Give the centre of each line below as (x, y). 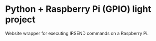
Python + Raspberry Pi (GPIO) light (78, 9)
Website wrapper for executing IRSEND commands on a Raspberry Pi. (77, 33)
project (20, 20)
